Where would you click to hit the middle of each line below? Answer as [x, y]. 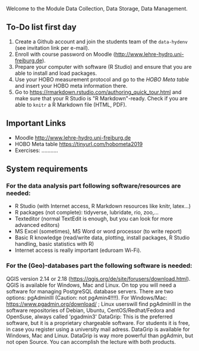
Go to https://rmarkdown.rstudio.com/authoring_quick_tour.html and [98, 92]
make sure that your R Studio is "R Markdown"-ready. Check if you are [101, 98]
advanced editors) [37, 225]
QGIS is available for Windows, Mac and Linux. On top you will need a [91, 285]
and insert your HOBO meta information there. [71, 86]
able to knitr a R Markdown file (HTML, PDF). [71, 105]
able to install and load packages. [56, 73]
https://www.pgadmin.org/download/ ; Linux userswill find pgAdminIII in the [99, 304]
